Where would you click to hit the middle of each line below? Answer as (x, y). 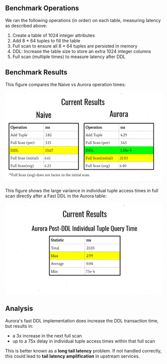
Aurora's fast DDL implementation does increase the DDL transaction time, (82, 320)
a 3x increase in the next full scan (47, 335)
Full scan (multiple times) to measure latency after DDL (69, 57)
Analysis (19, 309)
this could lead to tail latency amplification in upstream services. (72, 356)
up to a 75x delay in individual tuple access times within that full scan (83, 341)
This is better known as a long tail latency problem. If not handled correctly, (83, 350)
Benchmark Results (36, 72)
